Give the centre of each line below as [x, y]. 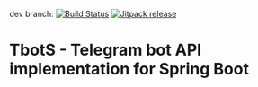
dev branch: [31, 14]
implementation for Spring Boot [129, 70]
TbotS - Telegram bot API [106, 50]
